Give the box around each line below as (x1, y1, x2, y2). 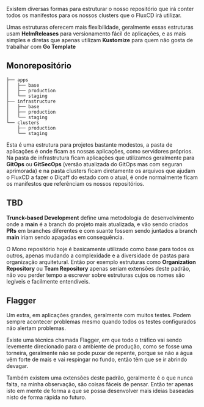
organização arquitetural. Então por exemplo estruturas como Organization (6, 258, 197, 265)
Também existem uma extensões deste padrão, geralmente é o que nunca (6, 374, 194, 381)
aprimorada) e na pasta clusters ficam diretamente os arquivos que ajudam (6, 167, 195, 174)
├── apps (6, 76, 29, 83)
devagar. (6, 362, 29, 370)
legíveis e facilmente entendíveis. (6, 277, 90, 285)
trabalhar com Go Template (6, 43, 76, 50)
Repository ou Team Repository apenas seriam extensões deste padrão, (6, 265, 191, 272)
